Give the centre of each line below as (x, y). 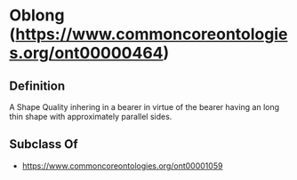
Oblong (37, 16)
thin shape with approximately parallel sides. (91, 117)
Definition (37, 86)
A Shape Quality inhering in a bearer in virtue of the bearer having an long (144, 107)
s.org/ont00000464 (86, 53)
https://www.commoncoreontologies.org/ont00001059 (122, 166)
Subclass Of (44, 144)
